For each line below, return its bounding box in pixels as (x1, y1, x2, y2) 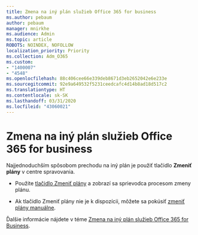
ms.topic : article (6, 37, 52, 43)
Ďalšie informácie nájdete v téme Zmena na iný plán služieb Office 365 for (6, 216, 189, 223)
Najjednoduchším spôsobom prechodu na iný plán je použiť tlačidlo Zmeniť (6, 162, 193, 169)
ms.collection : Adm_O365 (6, 53, 68, 59)
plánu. (14, 186, 31, 194)
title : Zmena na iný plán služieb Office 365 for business (6, 8, 157, 15)
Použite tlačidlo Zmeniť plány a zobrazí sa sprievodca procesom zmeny (14, 180, 191, 187)
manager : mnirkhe (6, 25, 50, 32)
